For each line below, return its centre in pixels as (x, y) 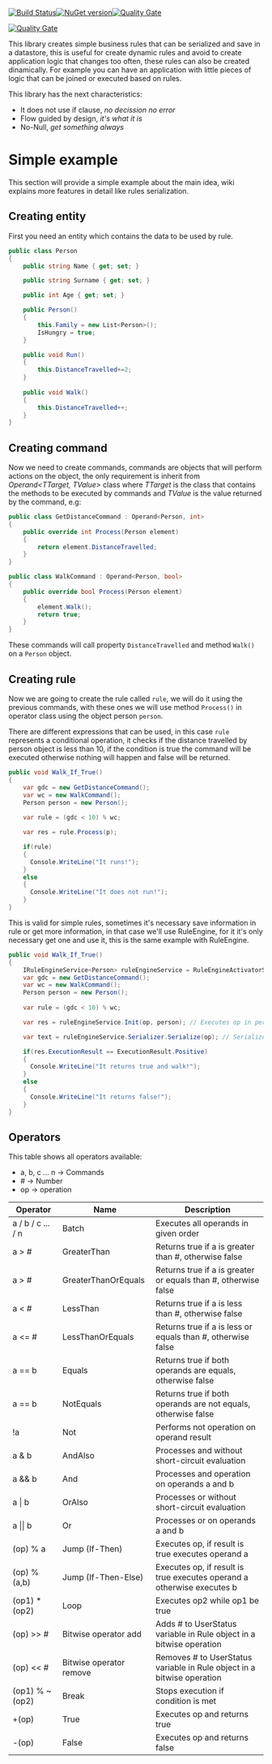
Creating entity (47, 216)
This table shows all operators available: (75, 1157)
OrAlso (75, 1503)
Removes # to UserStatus (204, 1658)
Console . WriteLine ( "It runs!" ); (84, 862)
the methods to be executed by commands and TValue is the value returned (135, 493)
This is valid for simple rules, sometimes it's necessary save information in (132, 923)
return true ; (59, 614)
